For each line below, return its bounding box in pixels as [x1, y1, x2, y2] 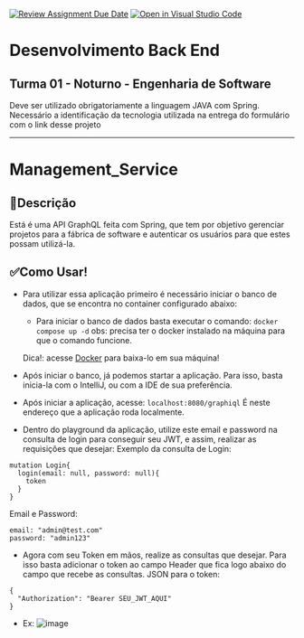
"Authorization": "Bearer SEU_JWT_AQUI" [17, 594, 172, 603]
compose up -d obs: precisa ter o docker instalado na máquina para [35, 325, 286, 336]
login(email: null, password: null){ [17, 468, 160, 478]
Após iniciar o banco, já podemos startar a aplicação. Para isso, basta [22, 370, 283, 380]
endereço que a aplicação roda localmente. [22, 407, 185, 418]
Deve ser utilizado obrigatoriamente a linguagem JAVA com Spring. [9, 100, 261, 110]
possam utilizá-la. [9, 239, 76, 249]
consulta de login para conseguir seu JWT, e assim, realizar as [22, 434, 257, 445]
